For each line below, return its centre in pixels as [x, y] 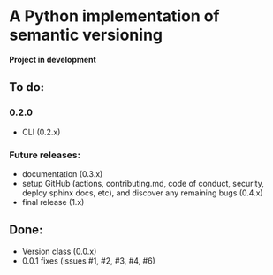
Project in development [53, 59]
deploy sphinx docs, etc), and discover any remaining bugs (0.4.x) [142, 193]
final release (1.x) [53, 202]
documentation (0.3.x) [62, 173]
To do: [27, 87]
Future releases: [45, 155]
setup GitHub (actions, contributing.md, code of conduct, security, [143, 183]
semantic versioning [86, 35]
